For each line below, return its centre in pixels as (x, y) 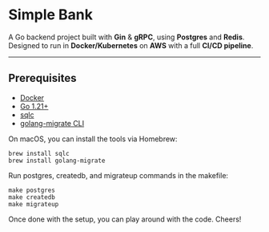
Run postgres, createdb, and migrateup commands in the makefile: (118, 175)
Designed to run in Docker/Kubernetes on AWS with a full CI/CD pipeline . (131, 45)
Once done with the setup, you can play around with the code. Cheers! (125, 219)
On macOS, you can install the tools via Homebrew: (93, 139)
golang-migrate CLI (52, 123)
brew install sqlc (39, 153)
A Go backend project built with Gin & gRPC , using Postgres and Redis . (126, 37)
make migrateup (34, 204)
